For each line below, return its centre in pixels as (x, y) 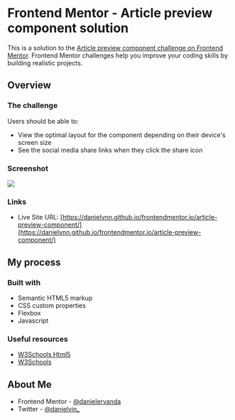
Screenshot (28, 168)
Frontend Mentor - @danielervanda (69, 402)
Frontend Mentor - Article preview (110, 13)
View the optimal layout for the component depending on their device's (121, 135)
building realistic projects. (45, 63)
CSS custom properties (52, 305)
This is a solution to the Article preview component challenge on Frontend (115, 48)
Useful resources (38, 339)
